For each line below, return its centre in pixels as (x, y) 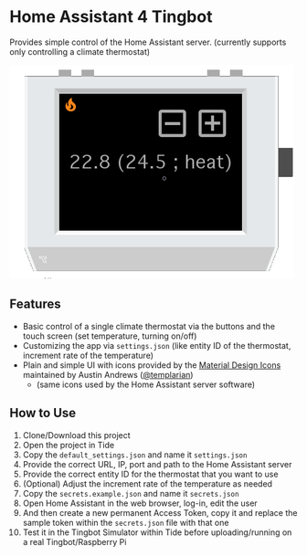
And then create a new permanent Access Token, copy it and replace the (160, 512)
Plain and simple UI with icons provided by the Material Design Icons (152, 365)
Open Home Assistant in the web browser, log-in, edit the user (140, 503)
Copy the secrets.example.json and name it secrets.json (131, 493)
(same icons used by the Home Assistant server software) (146, 384)
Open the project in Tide (69, 445)
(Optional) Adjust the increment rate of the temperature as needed (147, 483)
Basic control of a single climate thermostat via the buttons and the (149, 326)
